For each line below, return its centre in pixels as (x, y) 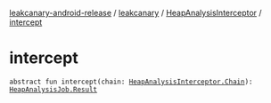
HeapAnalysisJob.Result (53, 89)
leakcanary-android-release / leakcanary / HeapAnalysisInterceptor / (135, 13)
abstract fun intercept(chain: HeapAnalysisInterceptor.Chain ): (131, 82)
